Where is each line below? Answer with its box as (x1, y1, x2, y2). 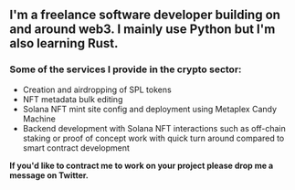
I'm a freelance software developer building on (9, 7, 281, 23)
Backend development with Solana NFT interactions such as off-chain (22, 122, 286, 133)
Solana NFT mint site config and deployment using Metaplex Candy (22, 103, 277, 114)
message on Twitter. (9, 169, 90, 181)
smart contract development (22, 142, 131, 153)
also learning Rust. (9, 36, 119, 51)
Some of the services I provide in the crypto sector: (9, 63, 242, 76)
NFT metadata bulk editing (22, 93, 123, 104)
